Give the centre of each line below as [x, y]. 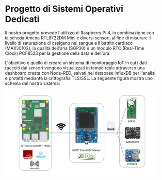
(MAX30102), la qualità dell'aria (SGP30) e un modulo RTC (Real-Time [75, 48]
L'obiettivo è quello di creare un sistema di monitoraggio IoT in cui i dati [76, 63]
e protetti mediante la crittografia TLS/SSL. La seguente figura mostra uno [79, 78]
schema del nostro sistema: [32, 83]
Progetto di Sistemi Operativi [64, 9]
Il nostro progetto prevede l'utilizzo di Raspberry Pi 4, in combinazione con [80, 33]
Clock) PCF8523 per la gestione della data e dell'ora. [58, 53]
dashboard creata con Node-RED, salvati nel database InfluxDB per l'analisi [80, 73]
